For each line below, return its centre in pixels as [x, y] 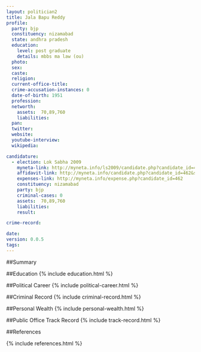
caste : [20, 73]
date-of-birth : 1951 [37, 95]
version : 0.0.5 [25, 240]
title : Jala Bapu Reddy [36, 17]
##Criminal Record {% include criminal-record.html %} [74, 297]
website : [22, 135]
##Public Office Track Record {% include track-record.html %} [83, 320]
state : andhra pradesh [40, 40]
